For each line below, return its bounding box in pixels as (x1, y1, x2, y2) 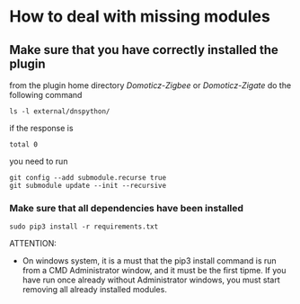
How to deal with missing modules (9, 6, 271, 27)
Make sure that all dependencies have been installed (9, 201, 244, 214)
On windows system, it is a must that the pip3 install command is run (22, 255, 277, 266)
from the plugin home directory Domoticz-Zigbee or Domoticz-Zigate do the (9, 80, 292, 91)
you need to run (9, 156, 68, 166)
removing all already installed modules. (22, 284, 168, 295)
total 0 (9, 140, 39, 149)
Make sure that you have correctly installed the (9, 42, 278, 58)
